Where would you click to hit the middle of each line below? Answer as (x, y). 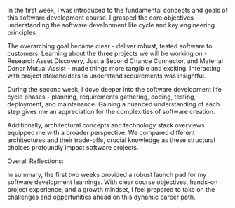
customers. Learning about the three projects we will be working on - (107, 53)
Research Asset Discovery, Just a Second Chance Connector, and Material (115, 61)
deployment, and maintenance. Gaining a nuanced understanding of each (114, 104)
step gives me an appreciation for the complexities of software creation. (111, 112)
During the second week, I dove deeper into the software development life (115, 89)
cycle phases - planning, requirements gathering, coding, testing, (102, 97)
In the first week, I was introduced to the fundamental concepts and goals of (117, 10)
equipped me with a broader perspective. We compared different (101, 133)
